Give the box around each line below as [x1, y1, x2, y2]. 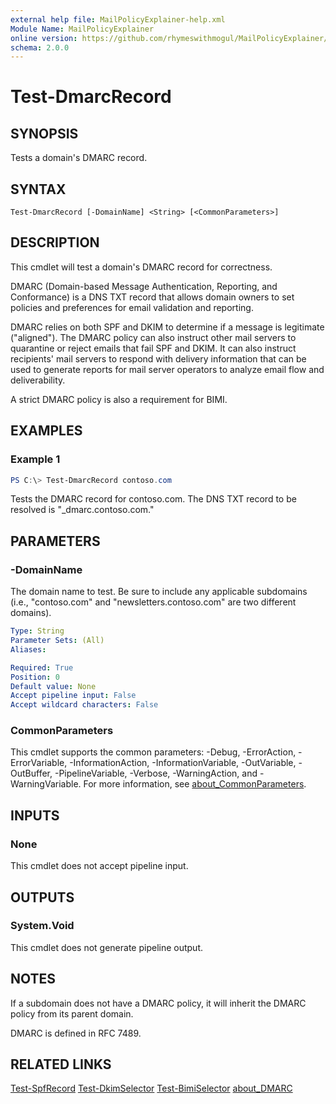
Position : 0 [10, 672, 60, 682]
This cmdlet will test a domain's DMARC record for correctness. [10, 261, 273, 273]
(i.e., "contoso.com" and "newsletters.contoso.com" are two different [10, 596, 297, 608]
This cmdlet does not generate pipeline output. [10, 941, 203, 953]
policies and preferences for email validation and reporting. [10, 301, 254, 313]
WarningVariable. [10, 778, 82, 790]
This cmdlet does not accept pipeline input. [10, 860, 189, 872]
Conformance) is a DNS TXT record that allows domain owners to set [10, 291, 295, 303]
